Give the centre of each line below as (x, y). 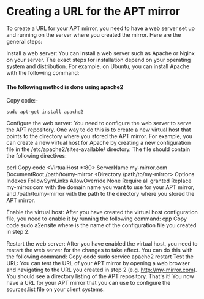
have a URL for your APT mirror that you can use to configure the (89, 283)
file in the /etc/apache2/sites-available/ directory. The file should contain (98, 149)
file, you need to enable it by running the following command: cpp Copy (96, 219)
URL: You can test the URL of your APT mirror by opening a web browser (98, 263)
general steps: (25, 41)
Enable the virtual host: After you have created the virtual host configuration (102, 212)
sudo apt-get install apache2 (45, 112)
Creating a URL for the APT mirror (93, 11)
